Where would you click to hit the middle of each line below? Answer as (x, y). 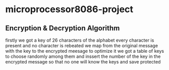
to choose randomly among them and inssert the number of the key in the (83, 56)
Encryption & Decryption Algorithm (63, 28)
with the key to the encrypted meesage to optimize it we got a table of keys (85, 51)
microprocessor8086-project (69, 9)
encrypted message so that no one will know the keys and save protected (83, 62)
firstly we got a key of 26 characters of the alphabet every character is (80, 40)
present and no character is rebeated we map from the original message (82, 46)
